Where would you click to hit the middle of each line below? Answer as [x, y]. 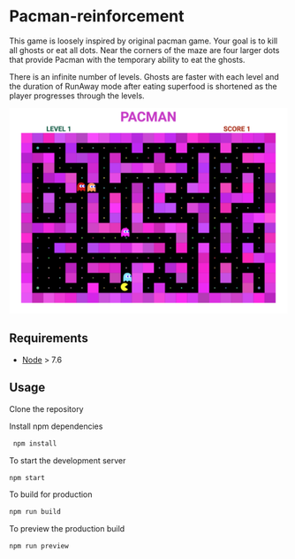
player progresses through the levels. [77, 96]
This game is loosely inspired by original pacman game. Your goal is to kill [144, 41]
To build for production [51, 494]
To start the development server [68, 460]
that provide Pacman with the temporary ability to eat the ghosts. [127, 59]
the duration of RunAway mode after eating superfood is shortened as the [143, 86]
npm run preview [39, 547]
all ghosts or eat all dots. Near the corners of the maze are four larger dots [144, 50]
